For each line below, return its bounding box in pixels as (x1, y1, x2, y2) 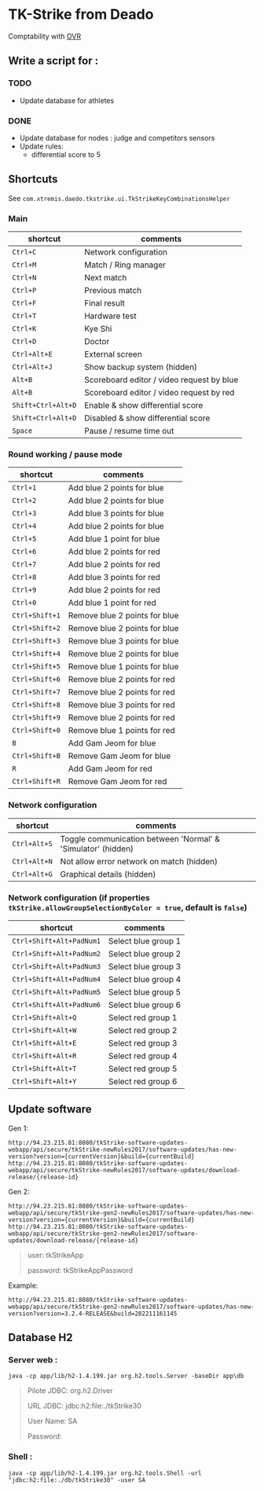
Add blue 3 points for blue (68, 508, 164, 519)
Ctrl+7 (12, 560, 37, 569)
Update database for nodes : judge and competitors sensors (19, 133, 215, 142)
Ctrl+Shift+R (12, 777, 61, 786)
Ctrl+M (12, 261, 37, 269)
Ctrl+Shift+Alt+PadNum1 (12, 937, 101, 945)
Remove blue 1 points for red (68, 725, 175, 736)
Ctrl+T (12, 312, 37, 321)
